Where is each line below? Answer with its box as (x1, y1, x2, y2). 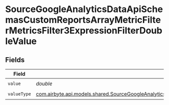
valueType (8, 91, 31, 96)
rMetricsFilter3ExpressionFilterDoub (5, 25, 162, 36)
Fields (5, 55, 25, 64)
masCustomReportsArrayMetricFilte (5, 14, 161, 26)
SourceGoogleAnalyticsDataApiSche (5, 4, 163, 15)
